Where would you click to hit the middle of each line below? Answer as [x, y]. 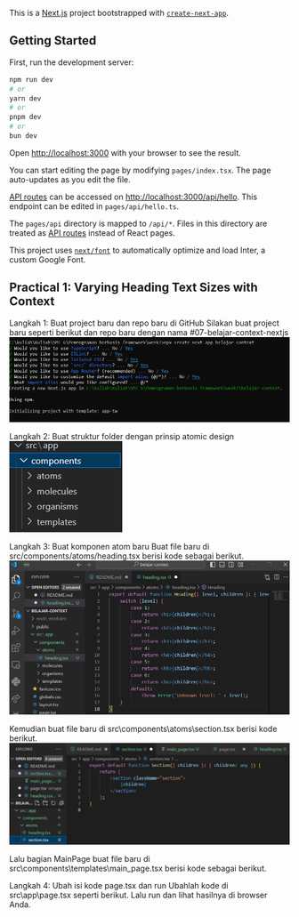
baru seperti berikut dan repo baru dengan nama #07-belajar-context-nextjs [149, 332]
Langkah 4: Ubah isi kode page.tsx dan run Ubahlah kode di [119, 886]
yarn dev [25, 98]
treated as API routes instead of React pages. [92, 233]
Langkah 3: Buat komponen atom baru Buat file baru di [109, 547]
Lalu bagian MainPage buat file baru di [80, 859]
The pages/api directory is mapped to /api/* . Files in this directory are [138, 223]
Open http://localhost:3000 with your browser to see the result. [125, 153]
